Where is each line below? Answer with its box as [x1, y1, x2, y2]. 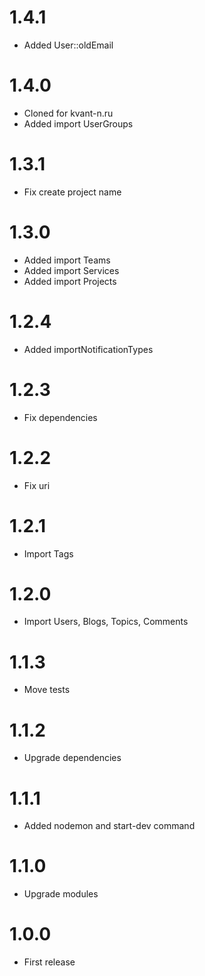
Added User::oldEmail [23, 39, 114, 51]
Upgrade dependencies [23, 752, 122, 764]
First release [23, 956, 76, 968]
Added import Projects [23, 275, 117, 287]
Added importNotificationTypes [23, 343, 154, 355]
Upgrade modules [23, 888, 99, 900]
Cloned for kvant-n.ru [23, 107, 114, 119]
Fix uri [23, 479, 51, 491]
